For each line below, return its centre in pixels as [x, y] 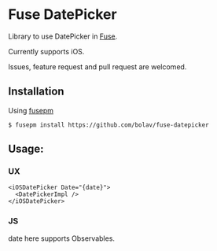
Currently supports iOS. [46, 51]
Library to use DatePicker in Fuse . [63, 36]
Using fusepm [31, 110]
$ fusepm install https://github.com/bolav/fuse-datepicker [109, 125]
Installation [36, 92]
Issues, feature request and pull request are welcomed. [97, 66]
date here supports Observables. [62, 238]
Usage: [26, 149]
